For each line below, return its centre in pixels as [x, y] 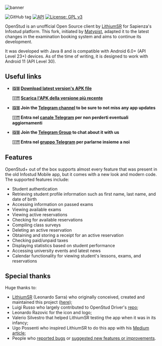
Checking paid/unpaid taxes [40, 240]
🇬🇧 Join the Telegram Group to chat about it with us [66, 132]
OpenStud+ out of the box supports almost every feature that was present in [81, 169]
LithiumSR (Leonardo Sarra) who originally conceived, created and [78, 297]
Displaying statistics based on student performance [63, 245]
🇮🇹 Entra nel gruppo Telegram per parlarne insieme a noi [71, 142]
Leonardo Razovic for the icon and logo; [52, 313]
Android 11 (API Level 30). [31, 61]
